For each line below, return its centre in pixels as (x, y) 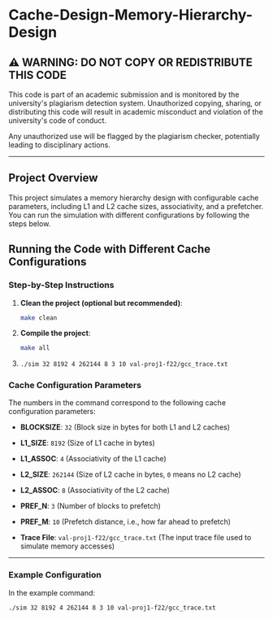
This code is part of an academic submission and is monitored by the (124, 94)
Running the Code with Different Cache (110, 249)
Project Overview (53, 178)
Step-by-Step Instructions (61, 285)
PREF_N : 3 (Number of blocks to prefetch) (90, 506)
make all (35, 348)
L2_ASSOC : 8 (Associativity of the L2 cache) (95, 491)
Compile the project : (55, 333)
